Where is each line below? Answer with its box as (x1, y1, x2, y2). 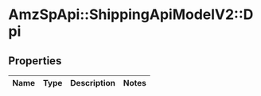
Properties (8, 54, 62, 67)
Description (70, 78, 115, 88)
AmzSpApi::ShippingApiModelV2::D (8, 6, 254, 24)
